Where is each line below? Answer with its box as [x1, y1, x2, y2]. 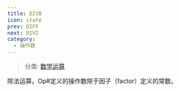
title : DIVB [7, 10, 42, 17]
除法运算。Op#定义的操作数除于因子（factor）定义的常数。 [7, 77, 178, 85]
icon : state [7, 17, 42, 24]
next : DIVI [7, 29, 39, 37]
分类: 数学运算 [24, 62, 65, 70]
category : [7, 36, 36, 43]
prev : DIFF [7, 23, 39, 30]
